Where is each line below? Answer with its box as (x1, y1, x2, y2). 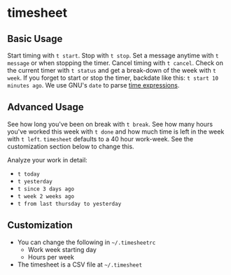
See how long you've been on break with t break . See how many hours (7, 120, 213, 128)
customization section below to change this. (7, 142, 134, 150)
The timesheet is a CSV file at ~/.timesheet (17, 260, 142, 269)
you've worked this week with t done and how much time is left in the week (7, 127, 225, 136)
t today (17, 170, 40, 178)
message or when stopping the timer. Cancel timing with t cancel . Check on (7, 59, 224, 67)
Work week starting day (27, 245, 97, 253)
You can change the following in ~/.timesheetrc (17, 238, 156, 246)
